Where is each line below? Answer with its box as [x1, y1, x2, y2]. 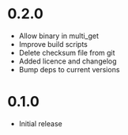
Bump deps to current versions [18, 64, 120, 74]
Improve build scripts [18, 39, 88, 48]
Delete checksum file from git [18, 48, 115, 57]
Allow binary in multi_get [18, 31, 100, 40]
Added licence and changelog [18, 56, 117, 66]
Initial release [18, 118, 62, 128]
